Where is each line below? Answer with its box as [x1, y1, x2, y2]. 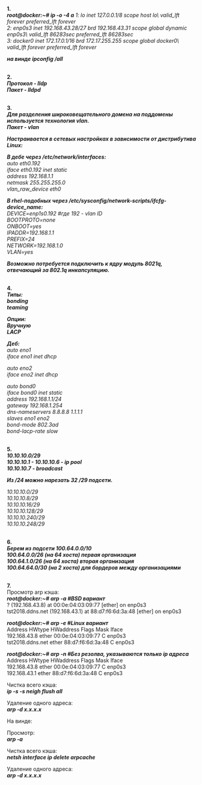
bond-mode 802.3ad [7, 421, 59, 428]
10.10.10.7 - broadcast [7, 465, 63, 472]
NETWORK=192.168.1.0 [7, 242, 64, 249]
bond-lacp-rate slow [7, 428, 58, 434]
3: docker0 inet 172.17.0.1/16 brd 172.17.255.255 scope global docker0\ [7, 37, 179, 44]
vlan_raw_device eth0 [7, 185, 61, 192]
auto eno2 [7, 364, 32, 372]
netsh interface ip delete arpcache [7, 754, 96, 761]
